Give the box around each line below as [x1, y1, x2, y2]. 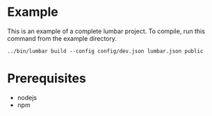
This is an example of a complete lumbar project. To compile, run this [7, 27, 205, 35]
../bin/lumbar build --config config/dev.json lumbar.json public [7, 48, 204, 55]
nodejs [17, 93, 37, 101]
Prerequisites [7, 70, 87, 86]
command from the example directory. [7, 34, 117, 42]
